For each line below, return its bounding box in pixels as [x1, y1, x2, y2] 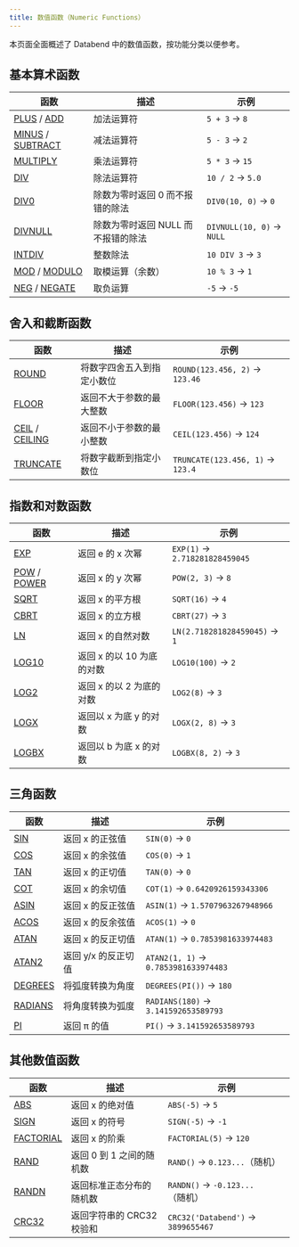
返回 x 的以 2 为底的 [77, 680, 161, 693]
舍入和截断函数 [9, 316, 92, 331]
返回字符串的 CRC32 [70, 1209, 158, 1221]
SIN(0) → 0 [145, 832, 191, 844]
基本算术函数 [9, 68, 80, 83]
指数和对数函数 [9, 498, 92, 513]
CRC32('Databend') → [167, 1210, 256, 1223]
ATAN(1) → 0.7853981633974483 [145, 932, 273, 945]
